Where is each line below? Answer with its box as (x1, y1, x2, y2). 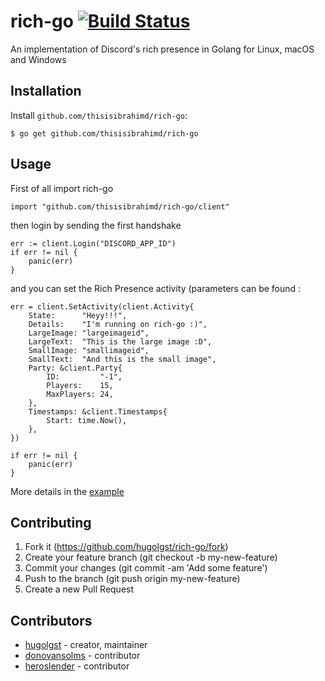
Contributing (10, 514, 92, 531)
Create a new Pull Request (24, 583, 135, 595)
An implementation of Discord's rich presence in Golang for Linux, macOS (10, 43, 315, 55)
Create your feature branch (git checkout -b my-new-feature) (24, 551, 278, 564)
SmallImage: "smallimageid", (28, 345, 150, 355)
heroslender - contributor (24, 660, 130, 672)
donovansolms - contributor (24, 650, 141, 662)
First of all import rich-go (10, 182, 114, 194)
